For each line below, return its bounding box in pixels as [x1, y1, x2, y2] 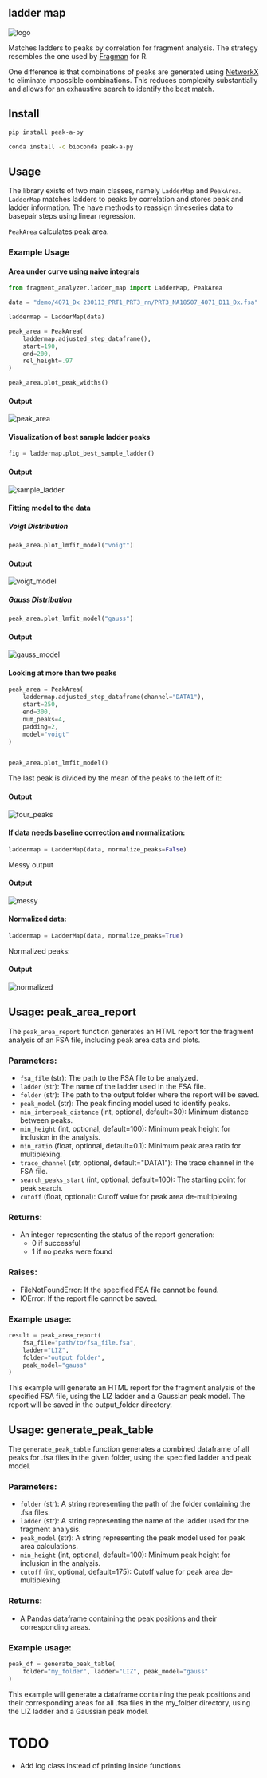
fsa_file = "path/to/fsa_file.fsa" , [22, 1338, 137, 1347]
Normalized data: [8, 914, 67, 924]
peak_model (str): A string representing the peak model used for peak [19, 1533, 245, 1543]
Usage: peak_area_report [8, 1006, 137, 1019]
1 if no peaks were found [31, 1247, 113, 1256]
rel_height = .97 [22, 357, 73, 365]
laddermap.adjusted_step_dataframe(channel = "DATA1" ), [22, 693, 205, 701]
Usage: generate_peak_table [8, 1423, 154, 1436]
